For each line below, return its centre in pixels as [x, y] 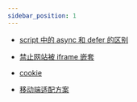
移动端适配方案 [44, 89]
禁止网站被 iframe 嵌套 [56, 56]
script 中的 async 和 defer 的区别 [74, 39]
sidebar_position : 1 [42, 16]
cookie [30, 72]
